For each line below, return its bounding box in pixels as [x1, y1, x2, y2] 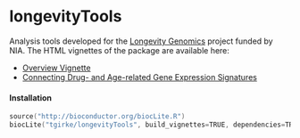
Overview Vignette [21, 62, 91, 73]
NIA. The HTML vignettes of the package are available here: [9, 45, 230, 55]
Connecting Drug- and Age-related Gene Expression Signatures [21, 71, 257, 82]
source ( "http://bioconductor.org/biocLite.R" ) [9, 112, 186, 121]
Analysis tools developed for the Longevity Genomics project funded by [9, 36, 274, 46]
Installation [9, 92, 52, 103]
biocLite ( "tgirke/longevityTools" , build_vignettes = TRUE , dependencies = [9, 120, 286, 130]
